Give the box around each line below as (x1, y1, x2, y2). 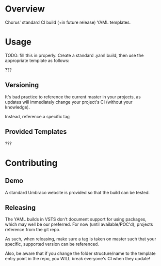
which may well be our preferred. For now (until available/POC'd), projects (5, 221, 153, 227)
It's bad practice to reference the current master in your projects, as (5, 94, 141, 100)
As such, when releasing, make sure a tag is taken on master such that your (5, 236, 157, 242)
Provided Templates (5, 127, 67, 136)
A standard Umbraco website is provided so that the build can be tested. (5, 189, 150, 195)
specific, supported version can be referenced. (5, 241, 99, 247)
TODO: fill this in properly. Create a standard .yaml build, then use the (5, 52, 144, 58)
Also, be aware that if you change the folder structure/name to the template (5, 250, 156, 256)
